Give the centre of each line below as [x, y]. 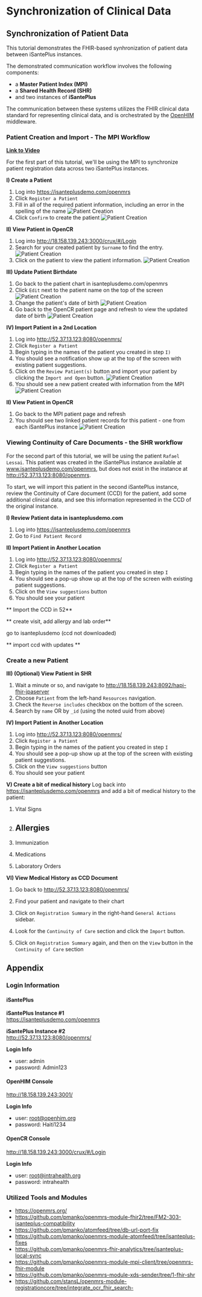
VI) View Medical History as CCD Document [62, 878]
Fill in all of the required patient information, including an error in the [99, 205]
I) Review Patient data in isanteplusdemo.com [65, 517]
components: [23, 73]
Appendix [25, 968]
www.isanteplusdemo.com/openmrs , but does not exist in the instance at [97, 468]
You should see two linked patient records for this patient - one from [100, 421]
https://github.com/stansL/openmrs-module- [71, 1281]
